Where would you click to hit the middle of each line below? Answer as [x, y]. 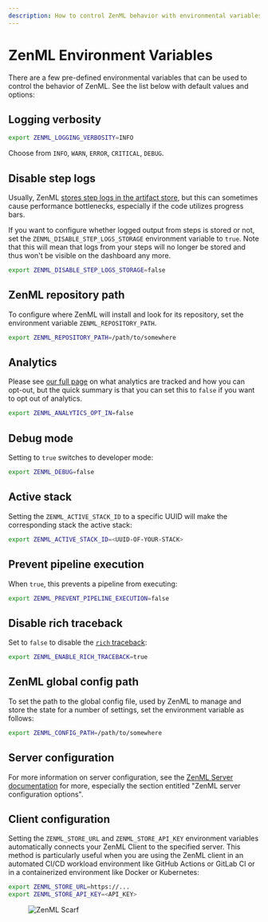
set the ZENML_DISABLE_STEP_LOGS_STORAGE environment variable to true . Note [134, 239]
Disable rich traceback [66, 623]
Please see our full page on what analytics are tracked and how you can [127, 381]
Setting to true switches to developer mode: [81, 457]
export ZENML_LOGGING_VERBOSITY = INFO [71, 138]
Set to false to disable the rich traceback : [78, 643]
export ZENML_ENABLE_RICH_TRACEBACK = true [78, 657]
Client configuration [59, 819]
